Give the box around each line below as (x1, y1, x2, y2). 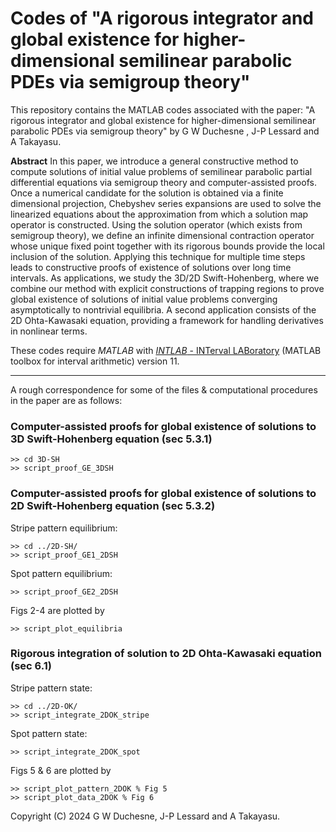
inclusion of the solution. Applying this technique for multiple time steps (10, 250, 306, 262)
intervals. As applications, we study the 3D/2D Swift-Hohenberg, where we (10, 272, 320, 284)
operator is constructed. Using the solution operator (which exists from (10, 218, 303, 231)
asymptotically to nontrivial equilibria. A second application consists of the (10, 303, 317, 316)
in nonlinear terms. (10, 325, 88, 337)
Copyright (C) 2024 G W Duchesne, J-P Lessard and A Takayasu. (10, 810, 281, 822)
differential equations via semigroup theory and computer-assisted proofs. (10, 176, 317, 188)
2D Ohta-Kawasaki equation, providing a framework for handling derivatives (10, 314, 324, 326)
